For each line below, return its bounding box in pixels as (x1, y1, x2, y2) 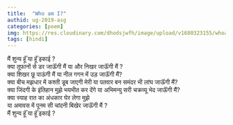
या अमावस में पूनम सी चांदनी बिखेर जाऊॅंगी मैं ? (7, 102, 107, 110)
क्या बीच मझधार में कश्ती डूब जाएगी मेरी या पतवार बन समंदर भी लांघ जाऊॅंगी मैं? (7, 78, 178, 86)
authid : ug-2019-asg (7, 17, 67, 23)
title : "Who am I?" (7, 10, 67, 17)
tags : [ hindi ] (7, 36, 49, 43)
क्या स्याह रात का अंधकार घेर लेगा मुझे (7, 94, 90, 102)
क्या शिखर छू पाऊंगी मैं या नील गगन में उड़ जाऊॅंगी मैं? (7, 70, 123, 79)
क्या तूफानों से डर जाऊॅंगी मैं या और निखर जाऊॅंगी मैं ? (7, 63, 123, 71)
